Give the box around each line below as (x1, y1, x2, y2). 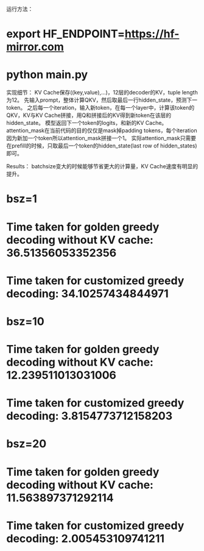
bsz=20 (6, 437, 47, 451)
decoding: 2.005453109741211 (6, 531, 165, 546)
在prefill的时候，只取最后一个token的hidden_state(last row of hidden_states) (6, 142, 197, 149)
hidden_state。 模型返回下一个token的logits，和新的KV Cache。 (6, 119, 167, 127)
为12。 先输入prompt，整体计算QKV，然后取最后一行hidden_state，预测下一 (6, 96, 198, 104)
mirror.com (6, 40, 64, 54)
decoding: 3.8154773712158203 (6, 409, 173, 423)
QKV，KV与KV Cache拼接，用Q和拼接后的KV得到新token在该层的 (6, 112, 172, 119)
